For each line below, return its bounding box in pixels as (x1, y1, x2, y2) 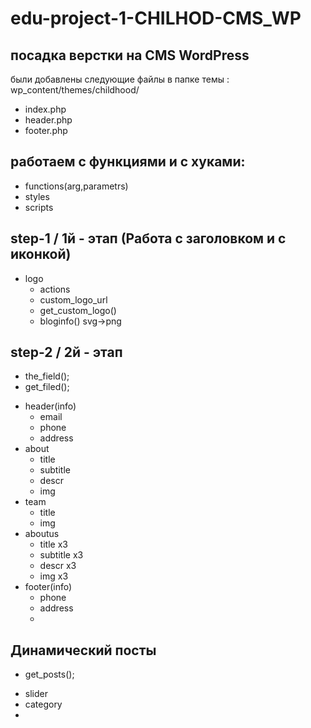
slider (24, 688, 48, 700)
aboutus (24, 528, 60, 540)
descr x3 (39, 560, 77, 572)
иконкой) (10, 246, 72, 263)
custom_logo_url (39, 293, 108, 306)
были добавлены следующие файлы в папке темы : (10, 73, 230, 85)
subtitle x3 (39, 549, 84, 561)
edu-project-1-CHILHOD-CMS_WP (10, 7, 302, 30)
